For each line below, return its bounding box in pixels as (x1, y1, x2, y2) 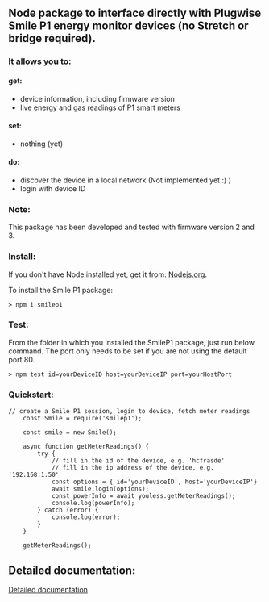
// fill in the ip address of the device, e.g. (51, 464, 215, 472)
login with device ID (19, 183, 86, 193)
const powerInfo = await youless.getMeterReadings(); (51, 492, 236, 500)
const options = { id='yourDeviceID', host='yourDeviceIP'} (51, 478, 258, 487)
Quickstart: (8, 389, 54, 400)
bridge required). (8, 31, 97, 45)
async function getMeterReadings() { (23, 443, 150, 451)
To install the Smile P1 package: (8, 285, 114, 295)
